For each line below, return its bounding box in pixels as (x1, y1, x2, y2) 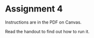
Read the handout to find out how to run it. (5, 28, 90, 34)
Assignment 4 (5, 3, 63, 14)
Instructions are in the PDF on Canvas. (5, 19, 82, 25)
